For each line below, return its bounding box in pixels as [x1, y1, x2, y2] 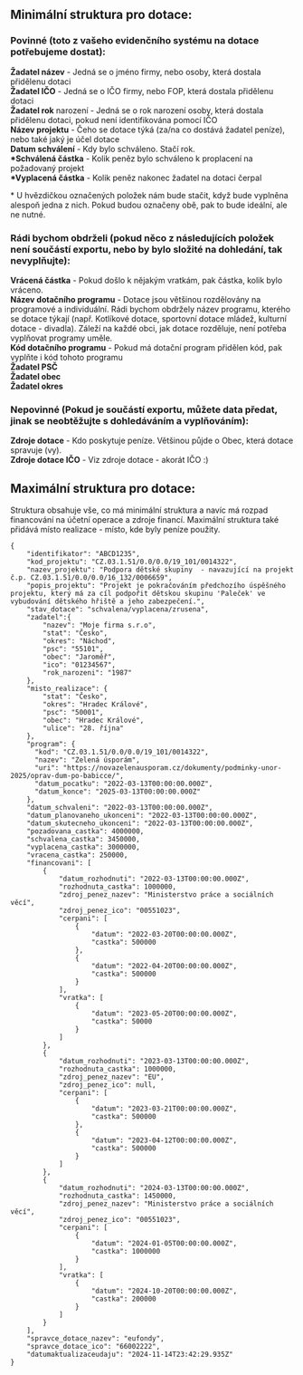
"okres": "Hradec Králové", [43, 700, 148, 709]
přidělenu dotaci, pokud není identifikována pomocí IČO [10, 114, 218, 125]
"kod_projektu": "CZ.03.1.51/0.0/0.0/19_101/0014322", [26, 557, 238, 567]
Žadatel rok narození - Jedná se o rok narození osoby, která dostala [10, 104, 264, 116]
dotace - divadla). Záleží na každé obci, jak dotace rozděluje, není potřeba [10, 322, 288, 333]
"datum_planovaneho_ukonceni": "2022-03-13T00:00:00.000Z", [26, 811, 258, 821]
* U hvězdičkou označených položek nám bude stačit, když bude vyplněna [10, 189, 289, 200]
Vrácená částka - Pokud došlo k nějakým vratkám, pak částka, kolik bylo [10, 274, 283, 285]
